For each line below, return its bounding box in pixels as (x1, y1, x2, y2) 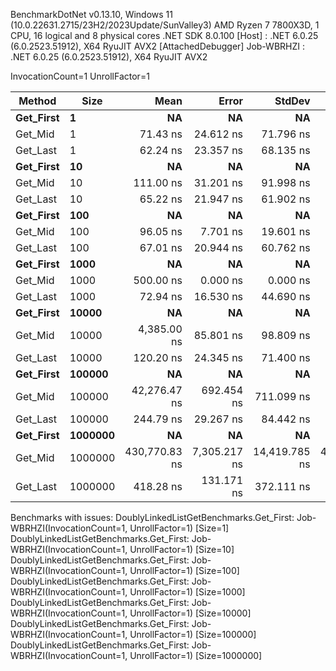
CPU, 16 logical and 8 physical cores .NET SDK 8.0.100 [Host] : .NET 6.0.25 (10, 30, 319, 41)
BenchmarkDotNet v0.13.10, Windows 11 (10, 9, 173, 20)
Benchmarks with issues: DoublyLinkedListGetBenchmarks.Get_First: (10, 512, 295, 523)
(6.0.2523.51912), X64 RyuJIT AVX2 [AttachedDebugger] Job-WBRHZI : (10, 40, 305, 52)
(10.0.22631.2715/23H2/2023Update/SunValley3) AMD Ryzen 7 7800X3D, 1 (10, 19, 320, 31)
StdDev (274, 94, 311, 108)
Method (18, 94, 57, 108)
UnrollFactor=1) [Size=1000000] (129, 650, 263, 661)
